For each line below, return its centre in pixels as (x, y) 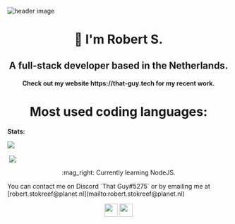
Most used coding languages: (119, 112)
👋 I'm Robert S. (119, 40)
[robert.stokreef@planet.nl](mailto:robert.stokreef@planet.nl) (96, 194)
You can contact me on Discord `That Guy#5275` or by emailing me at (109, 187)
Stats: (17, 131)
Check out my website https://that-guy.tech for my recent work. (119, 83)
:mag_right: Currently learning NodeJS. (119, 172)
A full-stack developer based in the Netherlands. (119, 65)
